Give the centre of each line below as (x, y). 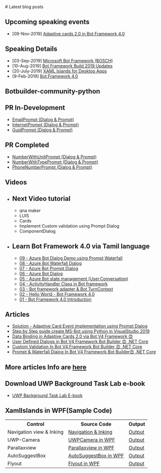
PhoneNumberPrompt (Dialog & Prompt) (52, 167)
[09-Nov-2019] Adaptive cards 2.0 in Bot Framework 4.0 (68, 33)
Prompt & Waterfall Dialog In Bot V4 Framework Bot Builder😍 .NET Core (84, 352)
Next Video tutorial (41, 199)
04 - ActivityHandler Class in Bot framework (64, 284)
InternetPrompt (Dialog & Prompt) (45, 125)
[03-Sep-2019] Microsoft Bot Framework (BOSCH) (62, 61)
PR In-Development (35, 108)
